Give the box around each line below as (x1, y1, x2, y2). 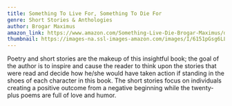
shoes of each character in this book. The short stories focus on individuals (7, 76, 222, 85)
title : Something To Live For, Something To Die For (7, 10, 162, 17)
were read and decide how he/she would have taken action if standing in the (7, 70, 224, 78)
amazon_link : (7, 29, 45, 36)
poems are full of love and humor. (20, 91, 117, 100)
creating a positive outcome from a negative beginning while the (7, 84, 191, 92)
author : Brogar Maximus (7, 23, 76, 30)
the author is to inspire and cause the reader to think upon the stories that (7, 62, 217, 70)
